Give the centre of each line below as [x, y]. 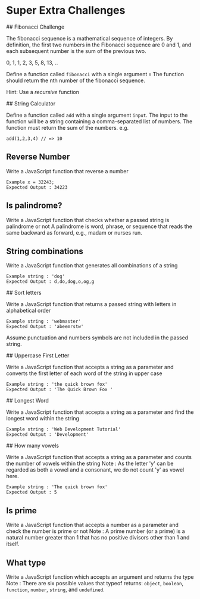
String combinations [45, 251]
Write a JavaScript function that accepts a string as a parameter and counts [99, 457]
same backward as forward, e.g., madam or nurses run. [74, 232]
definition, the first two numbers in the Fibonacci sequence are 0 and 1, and [99, 45]
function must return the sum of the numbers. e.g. [68, 127]
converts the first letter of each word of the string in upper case [84, 373]
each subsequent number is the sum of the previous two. [76, 51]
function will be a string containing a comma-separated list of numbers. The [99, 121]
